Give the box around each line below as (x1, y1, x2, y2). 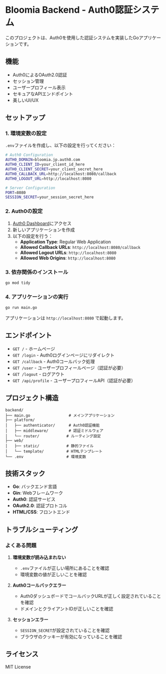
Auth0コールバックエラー (12, 582, 67, 589)
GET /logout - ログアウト (12, 371, 65, 377)
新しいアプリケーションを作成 (12, 227, 75, 233)
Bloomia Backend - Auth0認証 (5, 4, 133, 16)
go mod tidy (5, 280, 30, 285)
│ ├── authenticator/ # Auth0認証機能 (5, 423, 100, 428)
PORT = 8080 (5, 190, 26, 195)
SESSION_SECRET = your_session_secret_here (5, 195, 94, 200)
